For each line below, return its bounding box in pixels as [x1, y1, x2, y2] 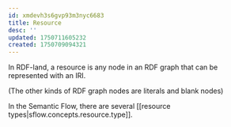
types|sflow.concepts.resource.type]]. [8, 110, 133, 119]
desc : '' [8, 26, 37, 34]
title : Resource [8, 19, 62, 27]
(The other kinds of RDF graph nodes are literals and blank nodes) [8, 86, 224, 95]
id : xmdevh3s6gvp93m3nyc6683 [8, 11, 104, 20]
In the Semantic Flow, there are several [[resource [8, 102, 171, 111]
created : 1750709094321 [8, 41, 87, 49]
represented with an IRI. [8, 71, 86, 80]
